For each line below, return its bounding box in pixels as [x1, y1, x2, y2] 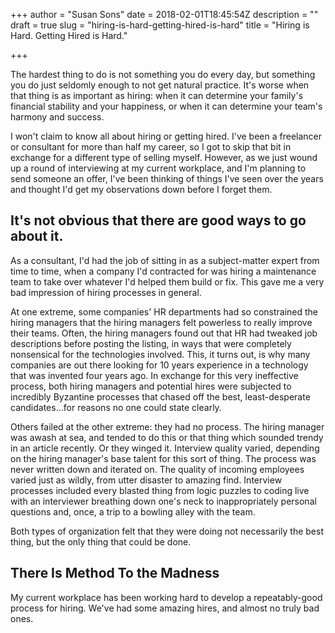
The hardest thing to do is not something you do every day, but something [10, 69, 316, 80]
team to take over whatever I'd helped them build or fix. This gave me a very [10, 275, 325, 288]
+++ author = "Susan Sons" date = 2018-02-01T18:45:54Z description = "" [10, 9, 319, 20]
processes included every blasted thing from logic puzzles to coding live [10, 484, 310, 496]
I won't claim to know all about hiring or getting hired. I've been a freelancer [10, 130, 323, 142]
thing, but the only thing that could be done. [10, 535, 192, 548]
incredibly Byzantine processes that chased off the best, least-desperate [10, 390, 311, 403]
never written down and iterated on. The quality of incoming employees [10, 463, 305, 475]
